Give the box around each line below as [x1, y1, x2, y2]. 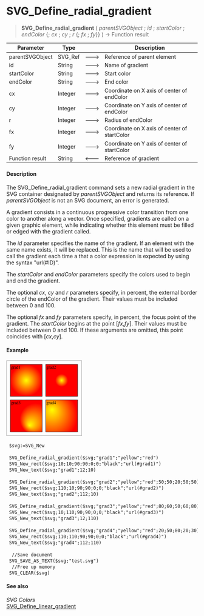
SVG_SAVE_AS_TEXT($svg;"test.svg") [8, 558, 99, 564]
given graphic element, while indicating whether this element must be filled [6, 221, 194, 229]
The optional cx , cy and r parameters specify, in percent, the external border [6, 289, 197, 296]
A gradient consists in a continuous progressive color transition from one [6, 208, 189, 216]
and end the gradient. [6, 277, 61, 284]
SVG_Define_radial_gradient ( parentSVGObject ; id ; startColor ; [21, 24, 185, 32]
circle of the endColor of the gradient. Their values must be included [6, 295, 178, 303]
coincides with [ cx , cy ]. [6, 332, 63, 340]
